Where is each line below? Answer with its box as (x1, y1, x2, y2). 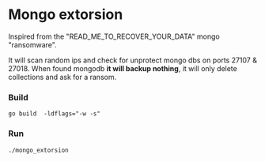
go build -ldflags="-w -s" (8, 110, 101, 118)
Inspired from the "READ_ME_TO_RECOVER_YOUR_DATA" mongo (8, 32, 220, 41)
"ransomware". (8, 40, 57, 49)
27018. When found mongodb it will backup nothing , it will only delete (8, 63, 237, 73)
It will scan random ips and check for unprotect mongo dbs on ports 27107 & (8, 55, 257, 65)
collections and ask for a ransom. (8, 72, 117, 81)
